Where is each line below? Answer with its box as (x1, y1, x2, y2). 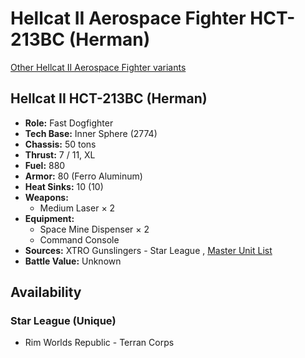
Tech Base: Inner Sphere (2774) (24, 127, 158, 139)
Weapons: (24, 191, 69, 203)
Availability (10, 284, 82, 301)
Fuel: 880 (24, 159, 66, 171)
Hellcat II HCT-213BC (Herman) (10, 90, 208, 107)
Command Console (39, 233, 120, 246)
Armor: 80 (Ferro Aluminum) (24, 170, 143, 182)
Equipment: (24, 212, 75, 224)
